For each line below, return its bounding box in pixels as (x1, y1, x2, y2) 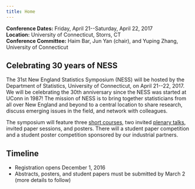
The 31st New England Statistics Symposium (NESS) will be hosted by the (6, 76, 184, 83)
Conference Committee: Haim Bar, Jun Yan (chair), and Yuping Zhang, (6, 37, 179, 44)
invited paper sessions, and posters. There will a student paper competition (6, 125, 190, 132)
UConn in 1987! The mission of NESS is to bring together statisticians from (6, 95, 187, 102)
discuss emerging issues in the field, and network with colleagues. (6, 107, 168, 115)
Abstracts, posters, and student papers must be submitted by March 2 (14, 170, 186, 177)
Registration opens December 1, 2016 (14, 164, 106, 171)
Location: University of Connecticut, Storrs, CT (6, 31, 121, 38)
